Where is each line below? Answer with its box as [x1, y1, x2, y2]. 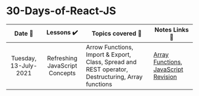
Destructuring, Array [85, 72, 143, 81]
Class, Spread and [85, 57, 137, 66]
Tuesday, [11, 54, 37, 62]
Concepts [49, 69, 76, 77]
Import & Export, [85, 50, 131, 59]
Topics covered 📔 [91, 29, 142, 37]
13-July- [10, 61, 37, 69]
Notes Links [154, 25, 189, 34]
